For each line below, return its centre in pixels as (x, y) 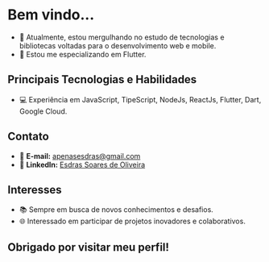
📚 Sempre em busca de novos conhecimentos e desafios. (116, 210)
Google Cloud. (43, 111)
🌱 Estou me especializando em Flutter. (83, 54)
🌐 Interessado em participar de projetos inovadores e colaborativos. (132, 221)
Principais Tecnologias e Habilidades (102, 79)
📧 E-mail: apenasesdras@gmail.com (80, 156)
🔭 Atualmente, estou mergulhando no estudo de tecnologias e (122, 37)
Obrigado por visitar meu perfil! (89, 247)
